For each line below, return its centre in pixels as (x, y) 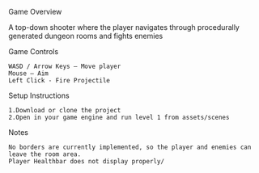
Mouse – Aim (28, 74)
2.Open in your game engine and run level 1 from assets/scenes (119, 117)
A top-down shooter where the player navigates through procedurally (124, 27)
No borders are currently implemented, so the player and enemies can (130, 147)
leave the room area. (45, 154)
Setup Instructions (39, 95)
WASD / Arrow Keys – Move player (65, 66)
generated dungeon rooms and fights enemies (86, 36)
